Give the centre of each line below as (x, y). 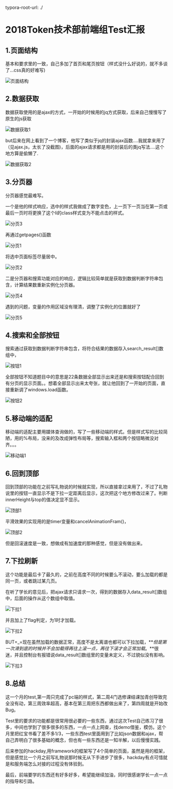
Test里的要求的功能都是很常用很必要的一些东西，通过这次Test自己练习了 (82, 721)
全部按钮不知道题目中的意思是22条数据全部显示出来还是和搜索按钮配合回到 (85, 377)
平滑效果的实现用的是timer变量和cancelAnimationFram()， (67, 522)
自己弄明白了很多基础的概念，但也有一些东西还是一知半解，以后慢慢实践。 (84, 740)
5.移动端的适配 (29, 418)
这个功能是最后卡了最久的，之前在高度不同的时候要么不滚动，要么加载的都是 (86, 574)
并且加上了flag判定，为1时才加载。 (42, 620)
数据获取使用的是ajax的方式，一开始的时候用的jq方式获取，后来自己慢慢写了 (86, 112)
